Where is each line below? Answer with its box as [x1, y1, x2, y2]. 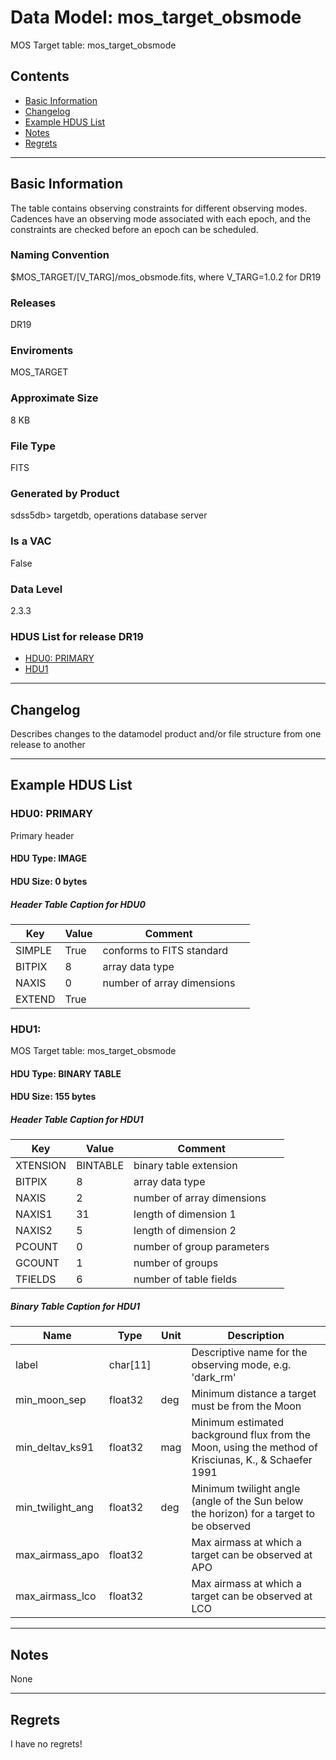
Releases [10, 296, 57, 310]
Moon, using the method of [191, 1441, 318, 1455]
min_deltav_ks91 [15, 1441, 95, 1455]
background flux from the [191, 1428, 311, 1442]
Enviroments [10, 344, 74, 358]
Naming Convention [10, 248, 110, 262]
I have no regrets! [10, 1737, 83, 1750]
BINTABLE [76, 1159, 125, 1173]
